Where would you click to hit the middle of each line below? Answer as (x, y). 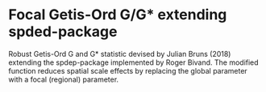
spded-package (63, 32)
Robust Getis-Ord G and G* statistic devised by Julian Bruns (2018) (120, 54)
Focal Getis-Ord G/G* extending (118, 15)
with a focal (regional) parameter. (64, 79)
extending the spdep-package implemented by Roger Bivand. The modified (134, 62)
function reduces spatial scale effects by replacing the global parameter (128, 70)
